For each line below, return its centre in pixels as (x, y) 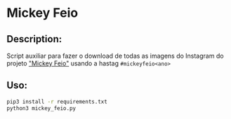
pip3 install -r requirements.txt (57, 101)
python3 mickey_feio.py (41, 108)
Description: (34, 39)
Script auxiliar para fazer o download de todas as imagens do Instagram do (115, 56)
